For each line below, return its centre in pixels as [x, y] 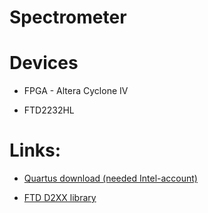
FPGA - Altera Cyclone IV [76, 91]
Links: [35, 150]
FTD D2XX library [60, 198]
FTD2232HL [49, 110]
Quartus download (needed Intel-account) [110, 178]
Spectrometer [68, 17]
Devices [44, 63]
